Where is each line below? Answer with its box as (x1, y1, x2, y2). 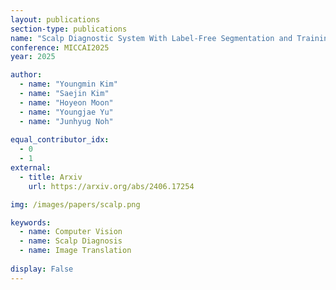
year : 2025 (10, 52, 56, 62)
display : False (10, 264, 74, 274)
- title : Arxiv (19, 172, 83, 182)
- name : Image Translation (19, 246, 132, 256)
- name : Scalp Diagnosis (19, 236, 123, 246)
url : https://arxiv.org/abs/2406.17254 (28, 181, 195, 191)
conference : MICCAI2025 (10, 42, 110, 53)
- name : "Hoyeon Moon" (19, 97, 114, 108)
